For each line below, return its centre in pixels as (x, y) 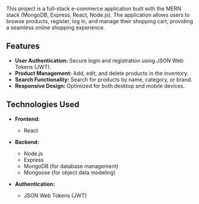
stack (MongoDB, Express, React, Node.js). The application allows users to (98, 15)
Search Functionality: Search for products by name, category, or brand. (103, 79)
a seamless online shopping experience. (56, 27)
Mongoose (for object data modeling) (70, 172)
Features (23, 46)
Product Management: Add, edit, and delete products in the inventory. (102, 73)
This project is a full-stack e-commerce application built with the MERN (94, 9)
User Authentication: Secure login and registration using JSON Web (99, 60)
